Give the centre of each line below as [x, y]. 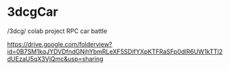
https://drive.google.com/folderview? [60, 44]
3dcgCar [33, 12]
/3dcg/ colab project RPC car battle [57, 31]
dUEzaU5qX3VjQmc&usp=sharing [55, 58]
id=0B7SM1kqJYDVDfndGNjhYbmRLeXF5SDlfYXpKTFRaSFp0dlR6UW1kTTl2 [115, 51]
